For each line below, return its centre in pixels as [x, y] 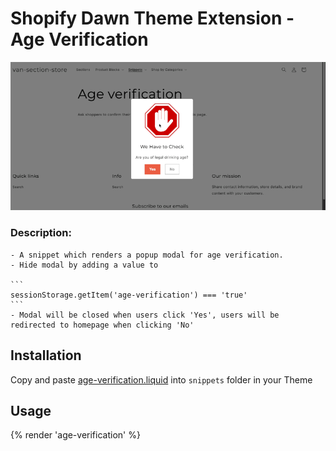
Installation [46, 355]
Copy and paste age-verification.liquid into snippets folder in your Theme [161, 379]
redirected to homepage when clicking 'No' [102, 325]
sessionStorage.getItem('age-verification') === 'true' [129, 295]
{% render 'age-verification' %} [75, 435]
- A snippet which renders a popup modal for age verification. [147, 255]
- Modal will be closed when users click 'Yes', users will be [145, 315]
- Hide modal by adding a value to [84, 265]
